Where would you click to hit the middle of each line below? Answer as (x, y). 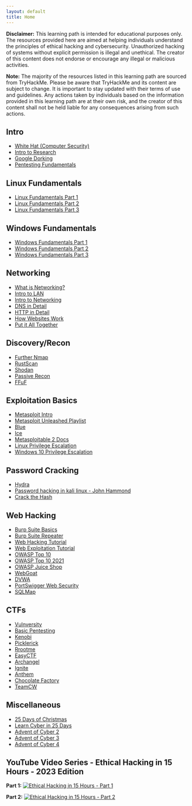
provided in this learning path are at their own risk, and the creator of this (94, 101)
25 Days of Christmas (41, 719)
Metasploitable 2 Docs (42, 440)
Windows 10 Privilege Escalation (54, 452)
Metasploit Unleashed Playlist (50, 421)
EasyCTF (25, 655)
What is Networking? (40, 287)
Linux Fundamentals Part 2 (47, 203)
